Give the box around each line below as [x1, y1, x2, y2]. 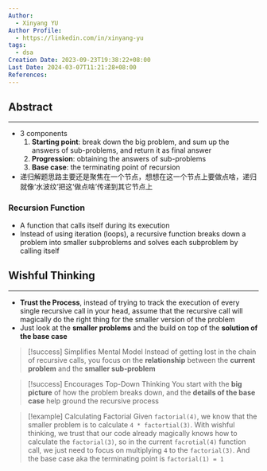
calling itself [19, 246, 60, 255]
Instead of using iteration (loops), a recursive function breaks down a [19, 228, 246, 239]
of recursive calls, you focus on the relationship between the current [27, 355, 256, 364]
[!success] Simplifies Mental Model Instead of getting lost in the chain [27, 347, 257, 356]
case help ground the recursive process [27, 395, 159, 406]
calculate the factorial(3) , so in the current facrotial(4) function [27, 437, 246, 446]
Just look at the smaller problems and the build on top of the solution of [19, 323, 258, 333]
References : [8, 71, 48, 79]
